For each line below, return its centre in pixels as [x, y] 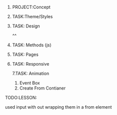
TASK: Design [26, 26]
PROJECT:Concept [31, 7]
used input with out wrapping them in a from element [58, 107]
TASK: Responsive [31, 64]
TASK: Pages [25, 54]
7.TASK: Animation [31, 73]
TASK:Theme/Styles [32, 16]
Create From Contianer [43, 88]
